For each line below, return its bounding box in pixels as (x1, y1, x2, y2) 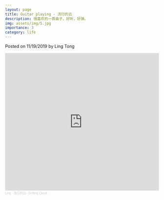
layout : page (5, 7, 32, 12)
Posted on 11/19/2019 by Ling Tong (5, 44, 75, 49)
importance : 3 (5, 25, 34, 30)
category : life (5, 30, 36, 35)
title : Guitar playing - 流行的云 (5, 12, 72, 17)
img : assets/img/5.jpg (5, 21, 51, 26)
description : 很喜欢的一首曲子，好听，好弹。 (5, 16, 88, 21)
